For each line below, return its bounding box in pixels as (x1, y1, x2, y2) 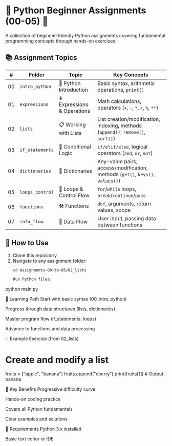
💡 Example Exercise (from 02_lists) (5, 335, 79, 342)
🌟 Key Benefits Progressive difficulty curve (5, 386, 96, 392)
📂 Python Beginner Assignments (5, 5, 146, 16)
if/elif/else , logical (97, 143, 147, 150)
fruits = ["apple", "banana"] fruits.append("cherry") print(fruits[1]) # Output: (5, 371, 165, 377)
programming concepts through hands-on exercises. (5, 38, 117, 44)
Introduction (58, 86, 89, 93)
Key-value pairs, (97, 158, 138, 165)
